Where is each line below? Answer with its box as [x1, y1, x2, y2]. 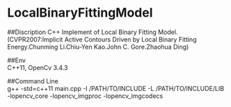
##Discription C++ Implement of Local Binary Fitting [7, 28, 157, 36]
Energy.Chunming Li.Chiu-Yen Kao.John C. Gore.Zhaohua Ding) [7, 42, 189, 51]
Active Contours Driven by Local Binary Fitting [64, 35, 197, 43]
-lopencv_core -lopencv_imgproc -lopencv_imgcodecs [7, 92, 164, 100]
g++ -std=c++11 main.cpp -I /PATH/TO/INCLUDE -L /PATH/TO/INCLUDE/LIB [7, 84, 225, 92]
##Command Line [7, 76, 59, 85]
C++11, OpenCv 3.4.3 [7, 63, 68, 72]
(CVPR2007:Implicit [7, 35, 63, 43]
